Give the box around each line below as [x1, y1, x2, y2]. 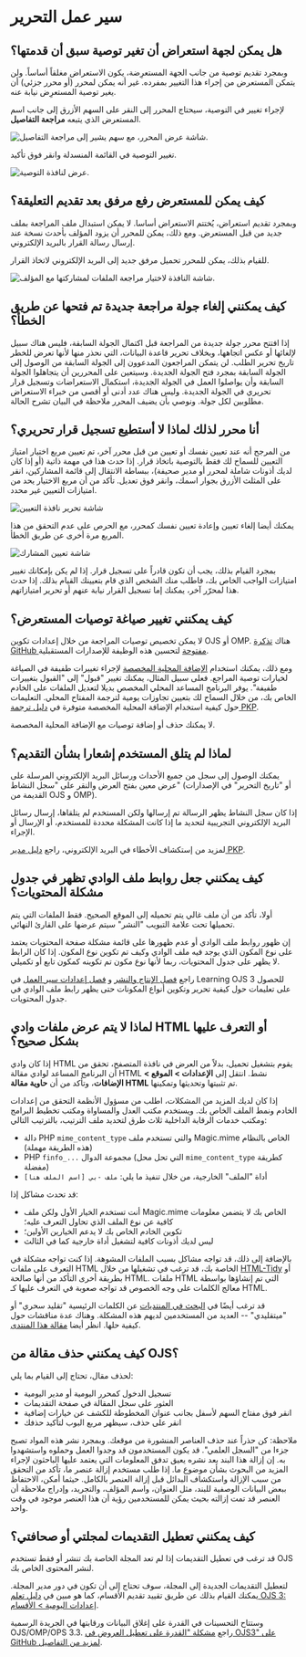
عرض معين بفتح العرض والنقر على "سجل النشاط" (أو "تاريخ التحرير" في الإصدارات [10, 780, 291, 791]
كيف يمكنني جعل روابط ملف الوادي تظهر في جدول [10, 870, 264, 886]
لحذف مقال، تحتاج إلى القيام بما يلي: [10, 1369, 134, 1380]
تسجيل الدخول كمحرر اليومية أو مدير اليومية [23, 1388, 172, 1399]
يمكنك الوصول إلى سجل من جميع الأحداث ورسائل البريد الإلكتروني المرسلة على [10, 770, 280, 781]
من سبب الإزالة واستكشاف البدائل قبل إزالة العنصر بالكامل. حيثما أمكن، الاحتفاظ [10, 1473, 281, 1484]
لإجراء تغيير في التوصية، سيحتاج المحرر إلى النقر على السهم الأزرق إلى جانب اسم [10, 104, 285, 115]
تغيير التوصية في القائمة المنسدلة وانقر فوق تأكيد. [10, 149, 177, 160]
